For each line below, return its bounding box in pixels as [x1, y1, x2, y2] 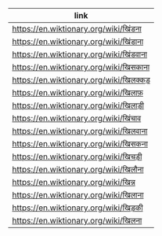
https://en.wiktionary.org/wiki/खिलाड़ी [12, 100, 145, 111]
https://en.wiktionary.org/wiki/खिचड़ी [12, 151, 142, 162]
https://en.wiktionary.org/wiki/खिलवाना [12, 126, 148, 136]
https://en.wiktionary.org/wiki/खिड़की [12, 202, 143, 213]
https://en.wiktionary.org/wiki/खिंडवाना [12, 49, 147, 60]
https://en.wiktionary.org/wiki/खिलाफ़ [12, 87, 143, 98]
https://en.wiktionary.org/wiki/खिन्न [12, 177, 135, 187]
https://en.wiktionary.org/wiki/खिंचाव [12, 113, 142, 124]
